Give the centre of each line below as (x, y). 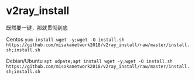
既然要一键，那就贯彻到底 (37, 27)
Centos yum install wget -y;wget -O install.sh (65, 39)
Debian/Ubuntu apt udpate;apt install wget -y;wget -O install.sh (89, 61)
